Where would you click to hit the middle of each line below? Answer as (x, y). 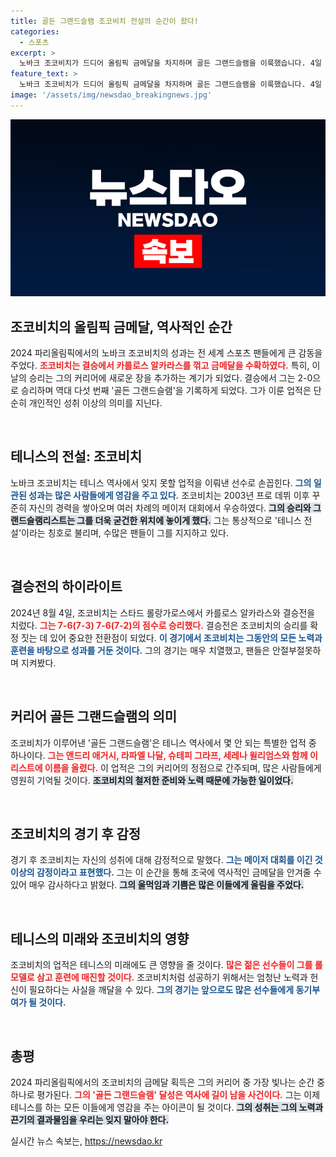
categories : (35, 31)
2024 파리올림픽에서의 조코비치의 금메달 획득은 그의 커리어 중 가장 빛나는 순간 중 (168, 1082)
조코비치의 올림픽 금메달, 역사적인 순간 (121, 326)
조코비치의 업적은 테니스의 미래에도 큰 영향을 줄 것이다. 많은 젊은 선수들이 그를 (161, 965)
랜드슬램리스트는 (43, 520)
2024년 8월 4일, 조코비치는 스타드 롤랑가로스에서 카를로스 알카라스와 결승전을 (163, 612)
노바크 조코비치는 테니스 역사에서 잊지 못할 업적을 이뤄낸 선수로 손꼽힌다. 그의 (161, 482)
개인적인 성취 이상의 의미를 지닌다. (95, 403)
